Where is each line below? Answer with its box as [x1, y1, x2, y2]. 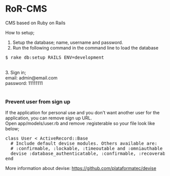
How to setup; [5, 29, 34, 35]
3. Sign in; [5, 69, 26, 75]
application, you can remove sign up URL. [5, 115, 92, 121]
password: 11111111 [5, 80, 43, 86]
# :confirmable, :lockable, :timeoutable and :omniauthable [10, 146, 163, 152]
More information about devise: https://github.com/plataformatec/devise [5, 165, 157, 171]
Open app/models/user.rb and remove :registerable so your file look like [5, 120, 155, 126]
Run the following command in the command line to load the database [12, 45, 158, 51]
